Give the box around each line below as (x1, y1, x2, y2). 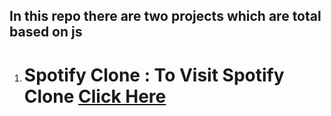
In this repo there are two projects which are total (9, 8, 322, 25)
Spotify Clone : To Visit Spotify (23, 64, 285, 86)
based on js (9, 24, 83, 41)
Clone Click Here (23, 85, 167, 108)
